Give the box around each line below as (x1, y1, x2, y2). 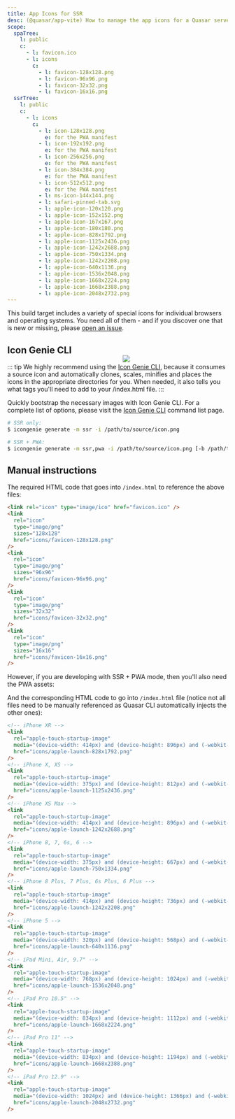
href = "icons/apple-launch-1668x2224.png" (13, 1021, 136, 1028)
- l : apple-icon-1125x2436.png (38, 238, 130, 245)
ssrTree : (13, 95, 39, 102)
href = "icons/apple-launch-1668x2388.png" (13, 1060, 136, 1067)
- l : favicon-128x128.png (38, 69, 114, 76)
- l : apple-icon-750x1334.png (38, 251, 127, 258)
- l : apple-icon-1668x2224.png (38, 277, 130, 284)
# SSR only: (7, 420, 42, 427)
